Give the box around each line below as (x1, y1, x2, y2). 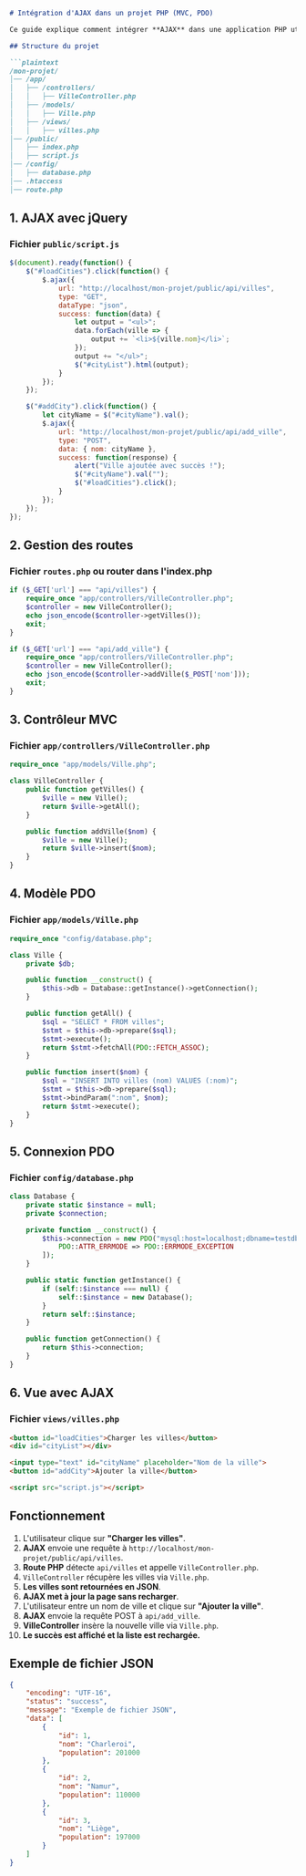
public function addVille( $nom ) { (25, 826, 157, 836)
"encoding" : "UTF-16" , (25, 1688, 112, 1698)
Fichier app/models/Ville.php (9, 913, 139, 926)
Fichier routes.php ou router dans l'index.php (9, 565, 212, 577)
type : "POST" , (57, 436, 112, 445)
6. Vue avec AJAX (9, 1385, 115, 1401)
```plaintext (9, 57, 59, 67)
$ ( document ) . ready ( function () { (9, 258, 132, 268)
